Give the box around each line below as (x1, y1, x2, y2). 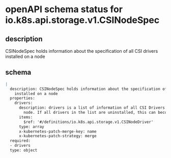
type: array (18, 124, 44, 129)
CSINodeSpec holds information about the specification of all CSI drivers (5, 48, 158, 54)
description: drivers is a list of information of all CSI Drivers (18, 105, 165, 110)
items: (18, 114, 33, 120)
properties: (10, 96, 36, 101)
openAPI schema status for (5, 4, 123, 15)
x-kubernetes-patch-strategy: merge (18, 134, 97, 139)
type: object (10, 148, 38, 153)
